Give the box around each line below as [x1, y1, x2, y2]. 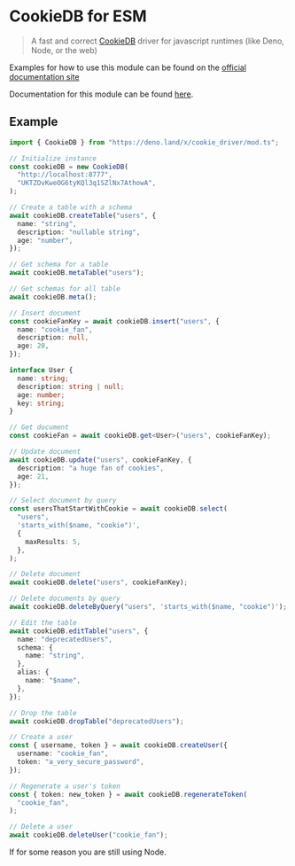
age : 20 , [17, 341, 50, 351]
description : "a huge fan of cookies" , [17, 464, 165, 472]
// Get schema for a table [9, 260, 109, 269]
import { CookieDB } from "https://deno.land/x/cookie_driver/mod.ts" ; [9, 137, 279, 147]
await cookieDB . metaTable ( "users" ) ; [9, 269, 144, 277]
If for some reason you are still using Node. [9, 846, 167, 857]
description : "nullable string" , [17, 228, 141, 237]
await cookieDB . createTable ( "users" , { [9, 211, 157, 220]
